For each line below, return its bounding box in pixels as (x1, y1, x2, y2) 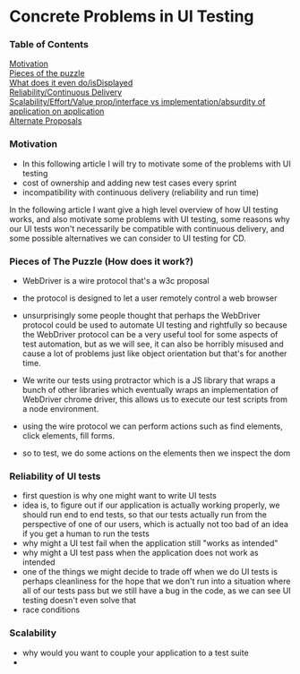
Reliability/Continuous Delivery (9, 87, 123, 98)
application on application (9, 106, 105, 117)
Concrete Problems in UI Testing (9, 6, 254, 27)
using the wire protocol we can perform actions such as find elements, (21, 421, 284, 431)
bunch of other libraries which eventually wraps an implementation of (21, 385, 279, 396)
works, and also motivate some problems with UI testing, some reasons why (9, 213, 291, 225)
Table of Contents (9, 38, 90, 51)
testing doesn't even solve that (21, 595, 137, 606)
